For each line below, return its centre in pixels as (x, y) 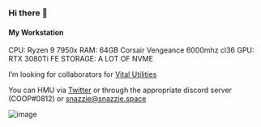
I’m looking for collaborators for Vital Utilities (83, 74)
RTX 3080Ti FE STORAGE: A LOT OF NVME (81, 59)
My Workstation (36, 32)
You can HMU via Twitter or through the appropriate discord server (120, 90)
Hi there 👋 (28, 13)
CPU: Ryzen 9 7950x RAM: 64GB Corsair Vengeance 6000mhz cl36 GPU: (131, 50)
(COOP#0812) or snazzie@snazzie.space (77, 99)
